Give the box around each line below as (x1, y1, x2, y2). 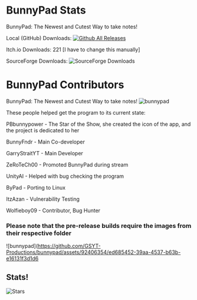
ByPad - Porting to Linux (6, 184, 66, 191)
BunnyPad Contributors (6, 78, 124, 92)
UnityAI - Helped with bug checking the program (6, 172, 124, 180)
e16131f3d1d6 (6, 255, 39, 262)
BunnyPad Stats (6, 4, 87, 17)
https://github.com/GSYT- (37, 243, 101, 250)
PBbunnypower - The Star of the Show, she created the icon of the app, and (6, 120, 191, 128)
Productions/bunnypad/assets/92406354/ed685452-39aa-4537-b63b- (6, 249, 181, 256)
